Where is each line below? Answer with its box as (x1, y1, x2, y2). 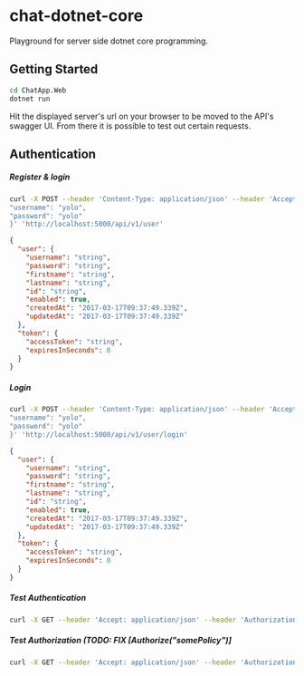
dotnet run (9, 94, 51, 103)
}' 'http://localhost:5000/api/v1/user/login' (9, 430, 188, 439)
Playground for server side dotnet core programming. (9, 35, 209, 46)
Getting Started (9, 62, 99, 77)
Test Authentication (9, 593, 87, 604)
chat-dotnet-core (9, 5, 144, 26)
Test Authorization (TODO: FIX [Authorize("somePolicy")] (9, 635, 233, 646)
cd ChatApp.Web (9, 85, 67, 95)
